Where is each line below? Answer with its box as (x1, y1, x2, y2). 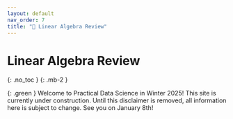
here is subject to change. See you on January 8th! (7, 104, 154, 112)
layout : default (7, 10, 54, 17)
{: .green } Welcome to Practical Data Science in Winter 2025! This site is (7, 89, 217, 98)
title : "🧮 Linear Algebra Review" (7, 23, 108, 30)
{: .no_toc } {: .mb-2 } (7, 75, 68, 84)
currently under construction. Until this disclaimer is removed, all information (7, 96, 227, 104)
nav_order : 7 (7, 17, 45, 24)
